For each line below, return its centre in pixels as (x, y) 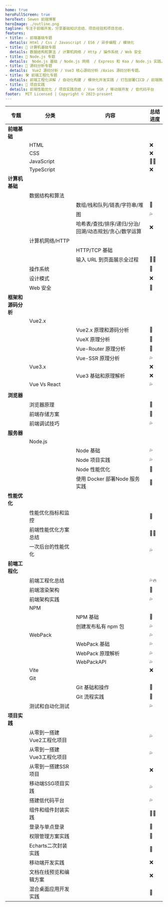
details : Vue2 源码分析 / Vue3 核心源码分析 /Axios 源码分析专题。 (76, 71)
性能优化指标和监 (49, 513)
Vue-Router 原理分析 (101, 349)
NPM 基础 (87, 617)
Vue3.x (38, 367)
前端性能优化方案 (49, 530)
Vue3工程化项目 (48, 757)
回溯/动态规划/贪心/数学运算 (108, 232)
